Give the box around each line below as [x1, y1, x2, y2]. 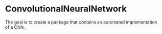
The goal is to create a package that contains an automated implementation [5, 19, 158, 25]
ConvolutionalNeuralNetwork [5, 3, 127, 14]
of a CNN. [5, 24, 25, 30]
